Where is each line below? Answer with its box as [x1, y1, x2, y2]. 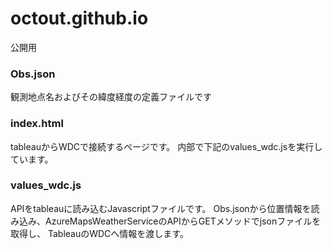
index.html [10, 117, 64, 131]
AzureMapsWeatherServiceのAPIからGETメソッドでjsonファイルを [44, 215, 322, 227]
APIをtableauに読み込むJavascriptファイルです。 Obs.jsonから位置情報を [10, 202, 312, 214]
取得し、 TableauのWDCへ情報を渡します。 [10, 227, 189, 239]
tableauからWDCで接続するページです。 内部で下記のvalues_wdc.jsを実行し [10, 140, 323, 152]
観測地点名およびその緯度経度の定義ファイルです [10, 91, 212, 103]
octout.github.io [10, 7, 149, 30]
